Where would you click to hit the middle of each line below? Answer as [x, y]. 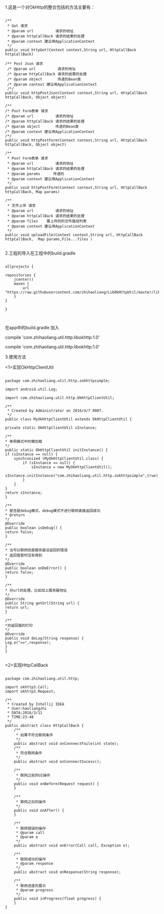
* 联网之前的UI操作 [33, 775]
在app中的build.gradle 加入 [32, 328]
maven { [21, 284]
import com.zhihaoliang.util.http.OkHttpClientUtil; [60, 398]
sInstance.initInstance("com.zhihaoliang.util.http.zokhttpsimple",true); [83, 476]
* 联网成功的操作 [31, 859]
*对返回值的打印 [19, 625]
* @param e [27, 837]
